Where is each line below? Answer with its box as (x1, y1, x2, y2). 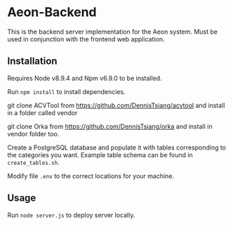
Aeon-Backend (7, 4, 97, 20)
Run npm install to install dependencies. (7, 87, 126, 95)
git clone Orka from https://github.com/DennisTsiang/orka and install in (7, 122, 213, 131)
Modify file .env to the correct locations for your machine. (7, 171, 174, 180)
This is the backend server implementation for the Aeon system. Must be (7, 27, 218, 36)
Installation (7, 55, 58, 67)
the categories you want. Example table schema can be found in (7, 150, 193, 159)
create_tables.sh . (7, 158, 60, 166)
